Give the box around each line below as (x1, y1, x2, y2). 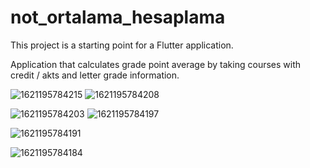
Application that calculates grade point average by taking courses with (10, 58, 302, 70)
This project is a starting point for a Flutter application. (10, 39, 234, 51)
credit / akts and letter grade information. (10, 69, 180, 81)
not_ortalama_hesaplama (10, 6, 226, 29)
